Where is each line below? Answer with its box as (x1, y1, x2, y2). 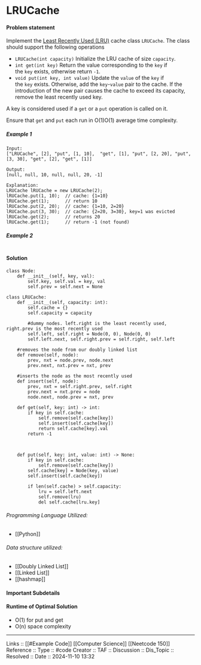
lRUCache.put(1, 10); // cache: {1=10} (6, 193, 109, 199)
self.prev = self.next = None (28, 284, 103, 290)
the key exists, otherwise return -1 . (14, 68, 100, 75)
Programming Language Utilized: (6, 512, 88, 519)
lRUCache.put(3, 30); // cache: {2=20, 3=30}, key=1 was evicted (6, 208, 175, 215)
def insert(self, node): (17, 378, 79, 384)
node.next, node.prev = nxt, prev (28, 394, 114, 400)
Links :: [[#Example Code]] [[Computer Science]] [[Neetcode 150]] (6, 640, 170, 647)
